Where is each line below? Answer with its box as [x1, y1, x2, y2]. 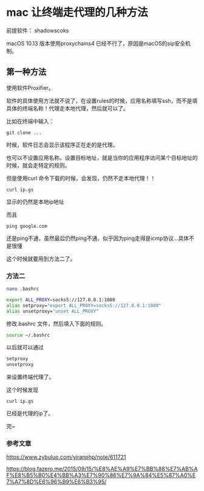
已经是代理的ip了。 [6, 410, 53, 417]
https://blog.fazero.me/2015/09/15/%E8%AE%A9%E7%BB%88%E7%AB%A [6, 465, 198, 473]
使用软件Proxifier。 [6, 84, 55, 91]
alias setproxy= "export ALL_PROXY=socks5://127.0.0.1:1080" [6, 302, 162, 309]
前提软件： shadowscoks [6, 27, 69, 34]
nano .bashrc [6, 286, 39, 292]
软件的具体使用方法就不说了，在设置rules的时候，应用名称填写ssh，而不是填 [6, 97, 198, 104]
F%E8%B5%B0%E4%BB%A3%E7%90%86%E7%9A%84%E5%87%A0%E [6, 472, 196, 479]
